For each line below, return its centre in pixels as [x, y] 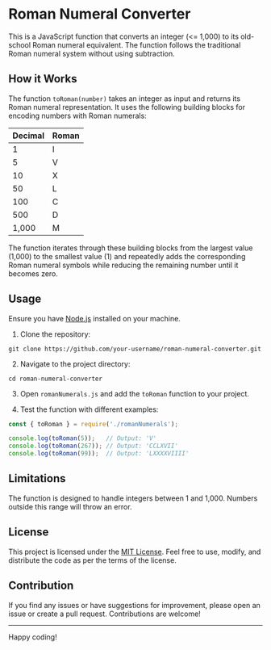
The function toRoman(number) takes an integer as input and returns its [124, 99]
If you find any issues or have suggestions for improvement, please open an [134, 605]
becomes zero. [33, 273]
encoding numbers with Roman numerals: [77, 115]
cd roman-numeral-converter [56, 379]
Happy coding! [33, 637]
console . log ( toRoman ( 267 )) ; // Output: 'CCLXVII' [94, 446]
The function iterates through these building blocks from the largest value [131, 248]
